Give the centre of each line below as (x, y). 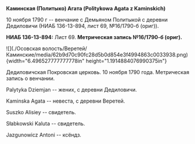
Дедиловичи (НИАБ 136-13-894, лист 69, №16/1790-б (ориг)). (83, 26)
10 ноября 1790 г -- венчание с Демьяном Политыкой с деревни (87, 20)
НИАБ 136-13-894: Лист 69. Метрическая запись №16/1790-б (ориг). (94, 37)
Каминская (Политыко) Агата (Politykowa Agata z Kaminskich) (86, 8)
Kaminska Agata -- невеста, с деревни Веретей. (66, 101)
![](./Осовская (23, 48)
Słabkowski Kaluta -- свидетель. (46, 124)
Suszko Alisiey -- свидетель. (41, 112)
